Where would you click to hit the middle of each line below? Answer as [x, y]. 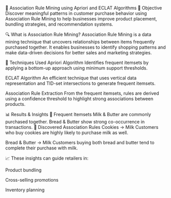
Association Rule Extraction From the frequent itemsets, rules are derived [82, 93]
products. [15, 104]
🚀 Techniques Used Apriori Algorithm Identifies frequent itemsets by [77, 62]
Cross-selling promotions [32, 180]
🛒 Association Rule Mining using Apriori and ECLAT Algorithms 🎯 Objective [84, 8]
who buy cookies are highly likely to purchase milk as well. [67, 133]
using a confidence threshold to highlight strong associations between [79, 99]
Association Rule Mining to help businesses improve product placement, [81, 19]
